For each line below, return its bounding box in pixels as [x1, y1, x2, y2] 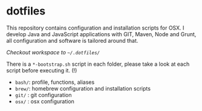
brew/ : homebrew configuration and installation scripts [15, 84, 151, 92]
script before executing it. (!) [6, 66, 77, 74]
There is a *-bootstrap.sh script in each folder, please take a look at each [6, 60, 190, 68]
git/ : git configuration [15, 91, 72, 98]
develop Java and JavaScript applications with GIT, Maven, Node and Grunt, [6, 30, 197, 37]
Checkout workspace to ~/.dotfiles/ [6, 48, 100, 55]
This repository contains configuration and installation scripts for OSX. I [6, 24, 184, 31]
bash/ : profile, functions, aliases [15, 78, 95, 86]
